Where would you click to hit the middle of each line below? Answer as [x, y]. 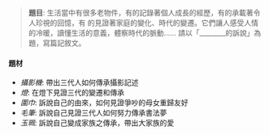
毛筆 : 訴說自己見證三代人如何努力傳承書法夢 [93, 113]
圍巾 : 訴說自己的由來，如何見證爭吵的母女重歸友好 [104, 103]
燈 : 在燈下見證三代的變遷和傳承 [72, 93]
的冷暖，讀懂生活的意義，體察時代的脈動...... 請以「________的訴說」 [141, 33]
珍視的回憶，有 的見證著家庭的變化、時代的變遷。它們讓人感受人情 [147, 23]
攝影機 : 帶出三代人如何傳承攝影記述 [79, 82]
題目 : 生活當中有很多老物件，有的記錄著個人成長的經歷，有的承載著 [141, 13]
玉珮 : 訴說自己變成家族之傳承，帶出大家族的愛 [97, 123]
